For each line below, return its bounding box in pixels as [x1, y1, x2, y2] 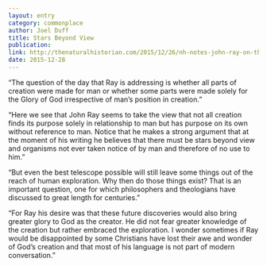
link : [8, 48, 26, 56]
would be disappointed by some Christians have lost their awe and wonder [8, 233, 253, 243]
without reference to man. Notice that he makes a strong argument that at [8, 126, 250, 136]
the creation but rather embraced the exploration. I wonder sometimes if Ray [8, 225, 259, 234]
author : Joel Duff [8, 26, 69, 34]
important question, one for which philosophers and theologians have [8, 184, 236, 194]
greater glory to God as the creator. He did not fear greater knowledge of [8, 216, 247, 226]
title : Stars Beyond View [8, 33, 94, 42]
